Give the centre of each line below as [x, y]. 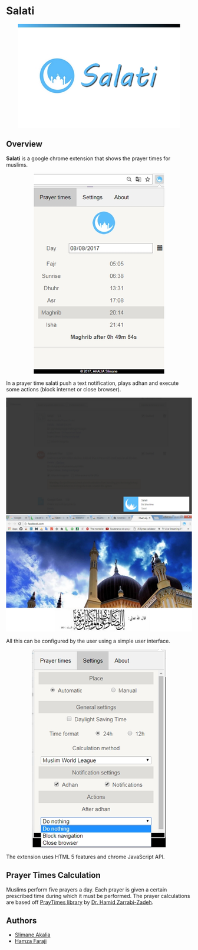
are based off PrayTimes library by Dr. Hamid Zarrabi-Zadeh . [80, 902]
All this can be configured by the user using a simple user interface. [88, 641]
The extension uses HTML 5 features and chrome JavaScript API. [85, 857]
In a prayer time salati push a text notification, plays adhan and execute [93, 383]
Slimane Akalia [32, 935]
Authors [22, 920]
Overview [24, 144]
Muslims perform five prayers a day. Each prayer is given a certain [87, 889]
